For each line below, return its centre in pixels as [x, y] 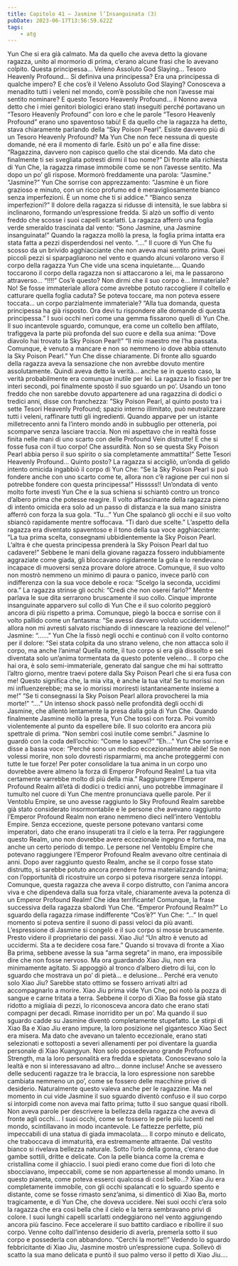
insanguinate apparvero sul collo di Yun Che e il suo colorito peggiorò [109, 606]
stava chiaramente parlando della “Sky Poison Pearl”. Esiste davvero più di [116, 129]
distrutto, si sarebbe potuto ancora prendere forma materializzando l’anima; [118, 870]
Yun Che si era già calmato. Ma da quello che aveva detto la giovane [107, 54]
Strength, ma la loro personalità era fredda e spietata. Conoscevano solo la [117, 1058]
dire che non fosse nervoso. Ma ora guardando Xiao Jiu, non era [102, 960]
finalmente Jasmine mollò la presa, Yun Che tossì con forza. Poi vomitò [111, 719]
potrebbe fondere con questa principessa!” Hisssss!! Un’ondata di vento [113, 485]
